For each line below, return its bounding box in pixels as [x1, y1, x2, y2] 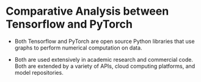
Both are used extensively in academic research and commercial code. [14, 56, 194, 63]
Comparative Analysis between [5, 4, 169, 18]
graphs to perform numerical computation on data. [14, 44, 142, 51]
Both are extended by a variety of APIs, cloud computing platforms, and [14, 62, 196, 70]
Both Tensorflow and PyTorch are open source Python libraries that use [14, 37, 195, 45]
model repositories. [14, 69, 64, 76]
